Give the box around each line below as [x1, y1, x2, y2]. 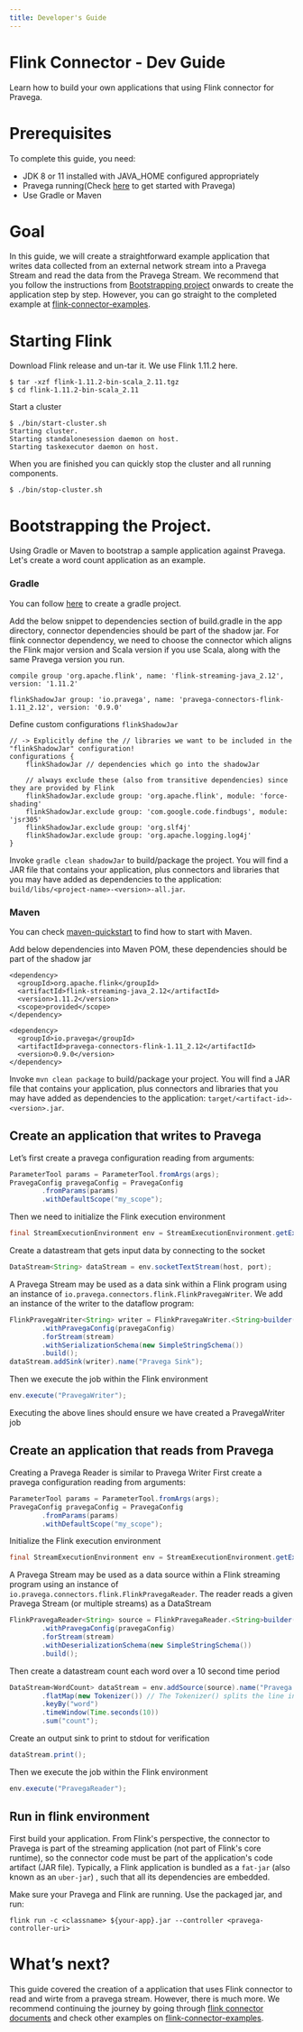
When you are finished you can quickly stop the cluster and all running [9, 458, 271, 469]
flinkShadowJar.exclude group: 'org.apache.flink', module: [25, 791, 256, 800]
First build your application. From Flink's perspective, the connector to [9, 1833, 271, 1843]
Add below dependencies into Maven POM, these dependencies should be [9, 944, 288, 955]
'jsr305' [9, 815, 42, 824]
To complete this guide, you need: [9, 152, 136, 163]
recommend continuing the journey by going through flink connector [9, 2002, 264, 2013]
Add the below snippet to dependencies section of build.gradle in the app [9, 615, 282, 626]
